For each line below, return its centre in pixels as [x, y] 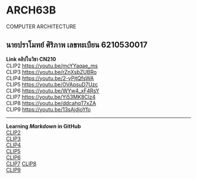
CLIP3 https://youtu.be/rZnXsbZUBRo [51, 72]
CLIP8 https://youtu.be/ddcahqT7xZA [51, 103]
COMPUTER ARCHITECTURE [41, 26]
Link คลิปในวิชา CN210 [31, 59]
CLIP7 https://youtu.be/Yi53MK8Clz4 [51, 97]
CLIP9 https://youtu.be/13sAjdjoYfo [48, 109]
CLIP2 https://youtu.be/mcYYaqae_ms [52, 66]
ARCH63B [31, 10]
